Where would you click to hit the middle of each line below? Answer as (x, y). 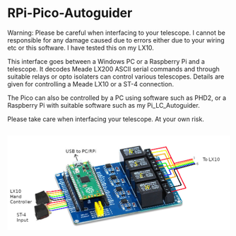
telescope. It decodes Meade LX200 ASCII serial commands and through (114, 69)
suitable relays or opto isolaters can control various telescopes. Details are (116, 77)
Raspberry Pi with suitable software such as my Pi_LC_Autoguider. (104, 105)
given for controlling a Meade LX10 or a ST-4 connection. (91, 84)
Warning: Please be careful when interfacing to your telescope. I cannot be (117, 33)
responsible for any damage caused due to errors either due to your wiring (116, 40)
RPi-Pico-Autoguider (70, 13)
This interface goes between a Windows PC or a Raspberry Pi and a (106, 61)
